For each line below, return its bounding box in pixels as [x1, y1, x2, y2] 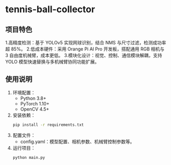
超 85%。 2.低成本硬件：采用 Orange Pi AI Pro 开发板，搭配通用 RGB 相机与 [5, 46, 165, 52]
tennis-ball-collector [5, 4, 95, 15]
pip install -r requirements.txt [12, 122, 84, 127]
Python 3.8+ [20, 95, 47, 101]
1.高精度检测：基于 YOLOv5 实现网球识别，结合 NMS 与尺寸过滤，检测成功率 [5, 40, 166, 45]
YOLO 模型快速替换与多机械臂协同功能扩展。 [5, 59, 100, 65]
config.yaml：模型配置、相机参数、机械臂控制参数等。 [20, 139, 135, 145]
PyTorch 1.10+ [20, 100, 50, 106]
